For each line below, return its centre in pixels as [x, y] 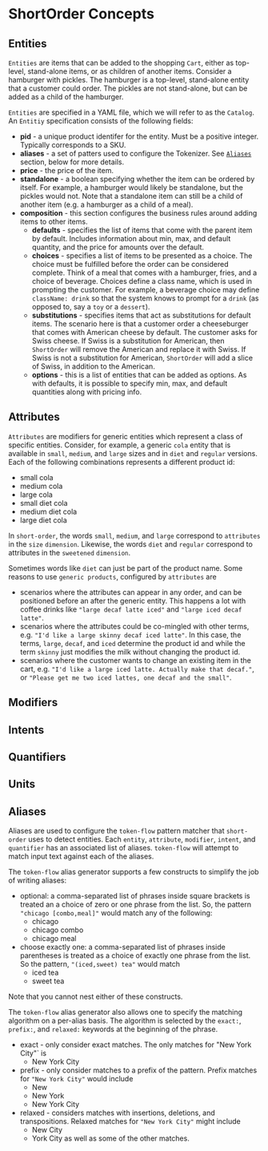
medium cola [41, 486]
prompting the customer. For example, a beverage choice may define [146, 290]
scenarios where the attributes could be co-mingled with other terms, [134, 626]
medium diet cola [48, 511]
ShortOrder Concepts [81, 14]
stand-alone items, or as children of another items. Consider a [130, 71]
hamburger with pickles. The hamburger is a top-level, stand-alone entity [129, 80]
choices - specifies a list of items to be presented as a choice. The [142, 256]
